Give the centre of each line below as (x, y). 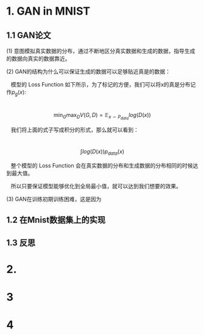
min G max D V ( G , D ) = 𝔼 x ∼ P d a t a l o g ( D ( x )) (102, 116)
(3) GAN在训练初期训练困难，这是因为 (54, 199)
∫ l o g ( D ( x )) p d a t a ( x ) (102, 152)
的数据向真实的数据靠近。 (38, 58)
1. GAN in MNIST (48, 11)
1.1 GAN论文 (29, 35)
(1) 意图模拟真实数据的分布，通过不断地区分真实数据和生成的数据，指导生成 (101, 51)
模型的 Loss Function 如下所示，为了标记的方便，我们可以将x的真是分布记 (103, 84)
